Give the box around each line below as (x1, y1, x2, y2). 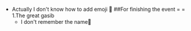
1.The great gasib (11, 12, 55, 19)
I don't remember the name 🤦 (20, 18, 91, 25)
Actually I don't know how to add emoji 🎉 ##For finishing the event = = (11, 6, 186, 13)
